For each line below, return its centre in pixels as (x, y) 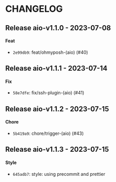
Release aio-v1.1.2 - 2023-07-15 (57, 109)
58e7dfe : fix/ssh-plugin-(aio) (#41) (48, 93)
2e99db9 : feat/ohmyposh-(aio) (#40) (50, 52)
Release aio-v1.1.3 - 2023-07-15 (57, 149)
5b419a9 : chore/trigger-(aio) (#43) (48, 133)
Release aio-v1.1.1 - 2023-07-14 (56, 68)
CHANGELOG (34, 9)
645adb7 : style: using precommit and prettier (59, 174)
